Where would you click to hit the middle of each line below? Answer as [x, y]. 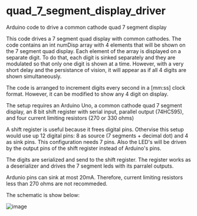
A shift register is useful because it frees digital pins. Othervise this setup [95, 129]
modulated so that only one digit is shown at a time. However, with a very [95, 64]
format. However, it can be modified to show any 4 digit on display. [87, 94]
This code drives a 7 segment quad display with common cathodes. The [94, 38]
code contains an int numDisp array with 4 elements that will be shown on [96, 45]
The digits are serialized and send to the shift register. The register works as [98, 159]
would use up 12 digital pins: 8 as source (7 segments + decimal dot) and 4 [97, 135]
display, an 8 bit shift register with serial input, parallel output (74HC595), [95, 112]
